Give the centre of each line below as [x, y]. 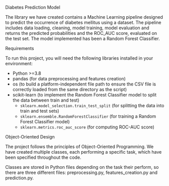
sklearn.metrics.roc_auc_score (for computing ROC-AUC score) [87, 127]
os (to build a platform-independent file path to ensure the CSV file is [84, 84]
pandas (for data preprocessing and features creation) [69, 79]
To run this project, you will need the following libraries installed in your [79, 58]
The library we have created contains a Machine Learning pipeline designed [84, 17]
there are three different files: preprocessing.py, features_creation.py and [81, 172]
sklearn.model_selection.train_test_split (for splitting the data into [92, 105]
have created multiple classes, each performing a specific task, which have [83, 152]
